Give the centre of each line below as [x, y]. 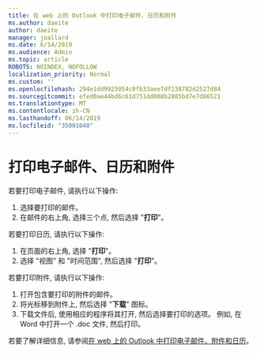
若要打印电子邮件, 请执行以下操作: [63, 190]
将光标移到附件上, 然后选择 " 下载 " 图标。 [86, 304]
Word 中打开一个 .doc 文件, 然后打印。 [82, 324]
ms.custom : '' [32, 81]
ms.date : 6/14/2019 [40, 45]
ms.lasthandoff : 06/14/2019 [55, 118]
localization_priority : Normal [60, 74]
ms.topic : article [38, 60]
